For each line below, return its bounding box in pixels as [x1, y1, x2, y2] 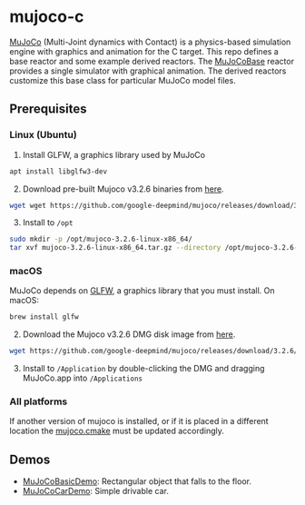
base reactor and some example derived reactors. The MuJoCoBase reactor [9, 55, 295, 66]
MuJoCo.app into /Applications [22, 372, 143, 383]
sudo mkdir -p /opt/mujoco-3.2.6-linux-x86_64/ [9, 234, 193, 244]
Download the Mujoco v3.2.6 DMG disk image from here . [22, 329, 236, 340]
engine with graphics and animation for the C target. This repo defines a [9, 45, 279, 56]
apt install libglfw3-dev [9, 166, 107, 176]
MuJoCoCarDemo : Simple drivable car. [22, 486, 170, 497]
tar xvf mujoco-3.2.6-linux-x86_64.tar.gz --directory [9, 243, 221, 252]
